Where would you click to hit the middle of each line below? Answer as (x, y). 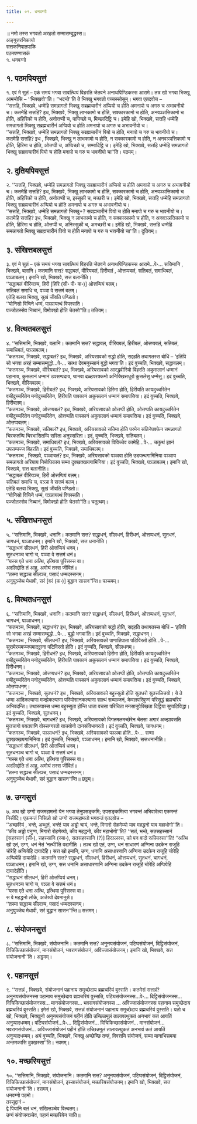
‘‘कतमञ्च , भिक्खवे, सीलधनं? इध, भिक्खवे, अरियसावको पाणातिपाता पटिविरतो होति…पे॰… (88, 640)
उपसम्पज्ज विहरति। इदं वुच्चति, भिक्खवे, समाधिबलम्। (55, 449)
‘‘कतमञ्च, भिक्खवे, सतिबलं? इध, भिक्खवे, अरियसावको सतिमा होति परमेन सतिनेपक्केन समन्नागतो (94, 429)
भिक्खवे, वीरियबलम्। (25, 382)
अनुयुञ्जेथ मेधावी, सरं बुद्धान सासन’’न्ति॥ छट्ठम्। (50, 778)
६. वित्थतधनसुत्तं (29, 600)
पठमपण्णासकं (18, 53)
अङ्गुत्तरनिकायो (20, 40)
